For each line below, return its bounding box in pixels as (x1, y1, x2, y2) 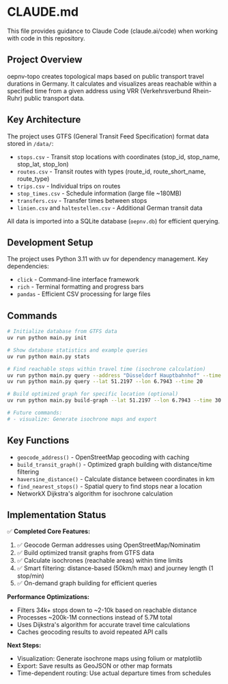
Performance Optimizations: (7, 593, 90, 601)
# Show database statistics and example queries (7, 347, 148, 354)
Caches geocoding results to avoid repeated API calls (16, 628, 169, 636)
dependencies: (7, 262, 49, 271)
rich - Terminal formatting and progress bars (16, 282, 144, 291)
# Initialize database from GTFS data (7, 328, 117, 335)
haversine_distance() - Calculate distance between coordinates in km (16, 474, 215, 483)
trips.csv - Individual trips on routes (16, 182, 121, 190)
